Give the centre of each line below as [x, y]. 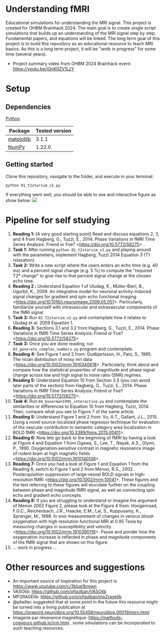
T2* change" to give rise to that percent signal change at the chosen [82, 275]
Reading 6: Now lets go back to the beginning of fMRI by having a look [84, 438]
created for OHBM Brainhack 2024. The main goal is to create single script [81, 28]
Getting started [29, 165]
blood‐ [148, 516]
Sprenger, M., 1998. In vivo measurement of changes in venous [76, 516]
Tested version [53, 130]
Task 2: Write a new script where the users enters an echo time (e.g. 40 [85, 265]
